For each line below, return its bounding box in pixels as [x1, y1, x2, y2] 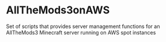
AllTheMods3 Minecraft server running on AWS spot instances [6, 29, 156, 36]
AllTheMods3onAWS [6, 3, 110, 17]
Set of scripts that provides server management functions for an [6, 23, 160, 30]
